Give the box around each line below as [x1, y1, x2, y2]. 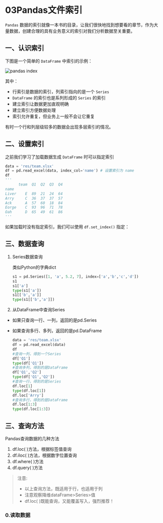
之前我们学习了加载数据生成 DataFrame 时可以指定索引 [5, 154, 115, 160]
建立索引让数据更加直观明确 [12, 101, 69, 107]
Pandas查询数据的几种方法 [5, 435, 59, 441]
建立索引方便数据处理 [12, 107, 56, 113]
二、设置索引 [5, 140, 44, 148]
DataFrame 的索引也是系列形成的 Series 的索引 [12, 95, 106, 100]
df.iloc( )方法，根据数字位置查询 [12, 452, 78, 458]
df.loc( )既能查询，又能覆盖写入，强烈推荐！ [24, 498, 115, 504]
